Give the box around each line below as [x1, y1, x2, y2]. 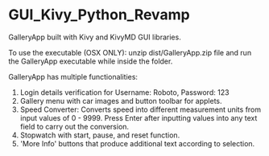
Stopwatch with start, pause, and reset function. [19, 130, 180, 140]
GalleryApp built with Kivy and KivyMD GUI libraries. [8, 32, 181, 42]
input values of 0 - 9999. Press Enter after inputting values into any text [19, 113, 258, 122]
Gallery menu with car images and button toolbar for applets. [19, 96, 223, 105]
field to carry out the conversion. [19, 121, 130, 131]
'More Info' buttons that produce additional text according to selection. [19, 138, 255, 148]
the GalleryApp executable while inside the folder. [8, 56, 173, 66]
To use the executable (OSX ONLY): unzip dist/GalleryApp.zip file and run [8, 47, 252, 57]
